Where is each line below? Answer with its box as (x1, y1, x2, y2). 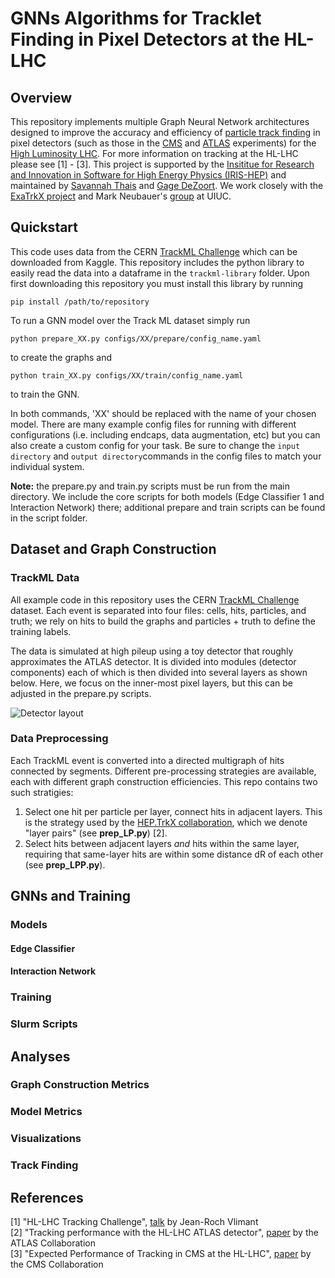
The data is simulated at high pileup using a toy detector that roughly (10, 645, 294, 657)
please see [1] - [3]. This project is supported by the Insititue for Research (10, 158, 315, 170)
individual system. (10, 460, 85, 472)
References (10, 1189, 84, 1206)
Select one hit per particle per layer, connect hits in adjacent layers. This (24, 805, 323, 817)
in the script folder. (10, 512, 88, 524)
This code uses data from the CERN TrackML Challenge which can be (10, 245, 298, 257)
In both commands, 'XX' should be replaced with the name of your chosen (10, 407, 317, 419)
